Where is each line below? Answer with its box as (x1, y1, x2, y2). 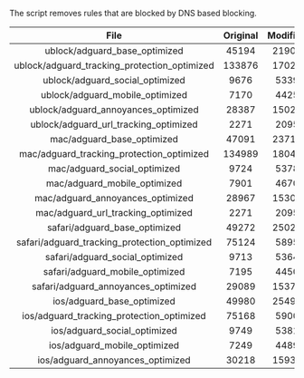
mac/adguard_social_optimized (48, 162, 181, 175)
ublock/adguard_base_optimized (44, 44, 184, 57)
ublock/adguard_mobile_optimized (40, 89, 188, 101)
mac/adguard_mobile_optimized (45, 177, 183, 189)
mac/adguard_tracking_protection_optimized (19, 148, 210, 160)
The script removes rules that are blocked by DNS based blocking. (9, 8, 258, 18)
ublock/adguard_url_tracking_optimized (30, 118, 198, 131)
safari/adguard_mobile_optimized (43, 266, 185, 277)
